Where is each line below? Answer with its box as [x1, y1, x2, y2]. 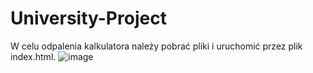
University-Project [10, 7, 167, 30]
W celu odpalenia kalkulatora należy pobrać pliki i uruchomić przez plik [10, 40, 303, 52]
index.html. [10, 50, 57, 62]
